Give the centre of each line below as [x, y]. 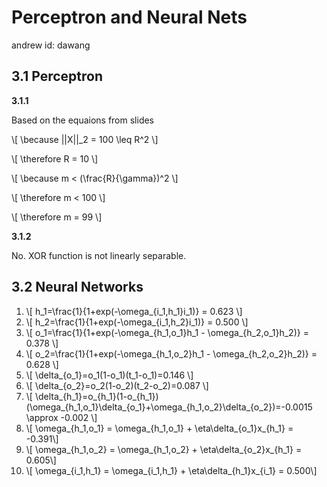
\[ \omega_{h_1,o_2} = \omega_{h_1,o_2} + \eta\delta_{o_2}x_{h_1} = [164, 449]
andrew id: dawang [51, 45]
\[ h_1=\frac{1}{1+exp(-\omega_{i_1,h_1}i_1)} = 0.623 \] [134, 311]
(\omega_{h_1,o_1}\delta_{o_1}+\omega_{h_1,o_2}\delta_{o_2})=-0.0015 [169, 407]
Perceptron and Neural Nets [129, 17]
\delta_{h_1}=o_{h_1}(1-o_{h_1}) [96, 396]
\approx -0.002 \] [61, 417]
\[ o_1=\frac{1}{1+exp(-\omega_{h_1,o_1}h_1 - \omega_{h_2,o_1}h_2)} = [167, 332]
